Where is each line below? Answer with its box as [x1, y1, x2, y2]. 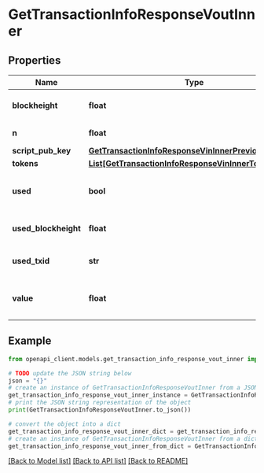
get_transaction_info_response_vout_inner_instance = [8, 391, 189, 399]
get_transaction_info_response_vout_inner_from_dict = [8, 442, 192, 450]
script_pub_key [12, 146, 71, 156]
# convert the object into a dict [8, 419, 122, 428]
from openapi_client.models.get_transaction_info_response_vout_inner [8, 355, 244, 363]
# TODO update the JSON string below [8, 369, 132, 377]
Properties [8, 54, 61, 67]
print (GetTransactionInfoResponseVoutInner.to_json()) [8, 406, 192, 414]
